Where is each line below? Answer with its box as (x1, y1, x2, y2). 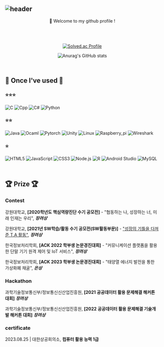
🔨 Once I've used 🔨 (5, 77, 64, 85)
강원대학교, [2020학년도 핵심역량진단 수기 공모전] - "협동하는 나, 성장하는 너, (5, 209, 152, 215)
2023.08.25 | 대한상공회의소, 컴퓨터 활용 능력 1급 (5, 336, 99, 342)
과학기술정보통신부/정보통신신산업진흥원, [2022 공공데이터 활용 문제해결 (5, 306, 143, 312)
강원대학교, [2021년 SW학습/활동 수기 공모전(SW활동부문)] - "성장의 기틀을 (5, 226, 150, 231)
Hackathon (5, 277, 32, 284)
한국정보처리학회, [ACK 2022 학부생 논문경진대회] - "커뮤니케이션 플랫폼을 (5, 242, 148, 248)
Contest (5, 197, 25, 204)
